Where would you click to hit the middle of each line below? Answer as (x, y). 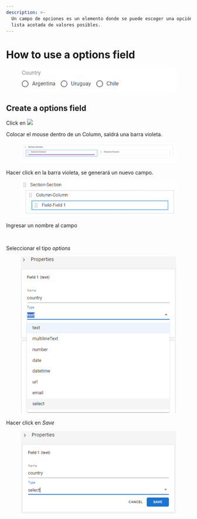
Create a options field (46, 108)
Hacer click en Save (30, 423)
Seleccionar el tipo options (38, 248)
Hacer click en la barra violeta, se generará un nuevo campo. (80, 173)
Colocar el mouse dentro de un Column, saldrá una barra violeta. (84, 135)
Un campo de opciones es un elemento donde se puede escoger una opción (102, 19)
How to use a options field (71, 54)
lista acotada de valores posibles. (56, 25)
